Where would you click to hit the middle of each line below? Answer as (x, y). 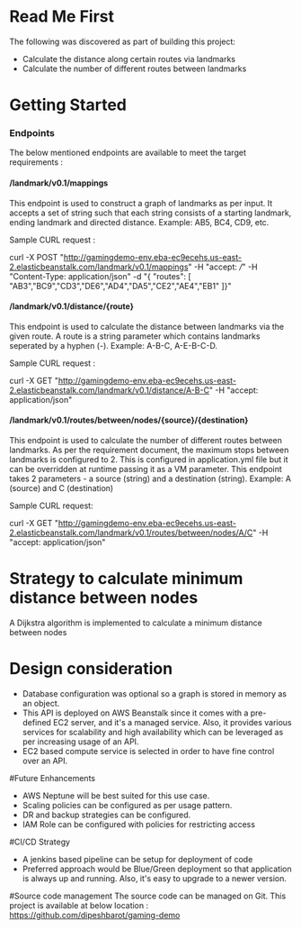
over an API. (45, 761)
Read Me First (62, 17)
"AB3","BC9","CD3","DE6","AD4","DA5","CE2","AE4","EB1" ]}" (120, 286)
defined (37, 722)
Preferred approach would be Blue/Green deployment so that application (157, 869)
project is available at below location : (79, 905)
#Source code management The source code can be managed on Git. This (148, 896)
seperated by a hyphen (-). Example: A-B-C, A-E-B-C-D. (114, 345)
